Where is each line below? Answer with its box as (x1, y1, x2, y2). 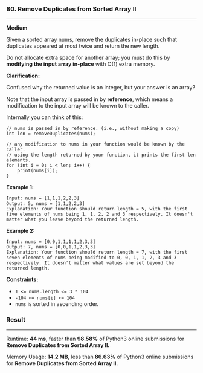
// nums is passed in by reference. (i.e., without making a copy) (6, 126, 180, 132)
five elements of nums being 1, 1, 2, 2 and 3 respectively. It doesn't (6, 211, 193, 218)
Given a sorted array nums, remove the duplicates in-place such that (6, 36, 177, 44)
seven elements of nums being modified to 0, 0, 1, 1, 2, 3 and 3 (6, 255, 177, 261)
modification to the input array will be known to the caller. (6, 102, 149, 109)
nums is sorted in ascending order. (14, 300, 99, 308)
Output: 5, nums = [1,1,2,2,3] (6, 201, 85, 207)
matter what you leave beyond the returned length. (6, 216, 139, 222)
